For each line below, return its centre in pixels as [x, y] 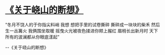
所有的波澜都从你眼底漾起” [32, 37]
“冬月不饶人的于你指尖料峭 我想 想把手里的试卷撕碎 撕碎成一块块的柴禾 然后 [82, 25]
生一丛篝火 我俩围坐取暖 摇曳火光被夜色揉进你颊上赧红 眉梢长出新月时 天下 [82, 30]
